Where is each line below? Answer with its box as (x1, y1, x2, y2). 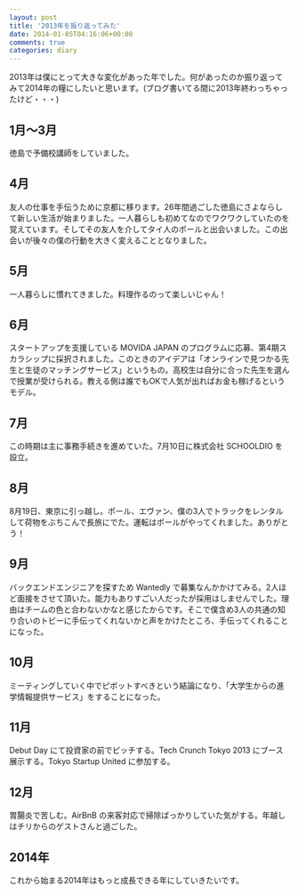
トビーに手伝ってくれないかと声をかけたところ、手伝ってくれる (39, 615, 273, 625)
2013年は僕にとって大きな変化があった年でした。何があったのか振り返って (9, 72, 283, 83)
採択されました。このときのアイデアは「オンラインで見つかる (55, 353, 282, 365)
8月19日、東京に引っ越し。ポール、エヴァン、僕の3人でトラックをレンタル (9, 506, 284, 516)
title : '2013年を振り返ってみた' (9, 21, 121, 30)
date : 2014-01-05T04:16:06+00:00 (9, 29, 133, 38)
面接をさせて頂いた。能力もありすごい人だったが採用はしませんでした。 (16, 592, 282, 603)
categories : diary (9, 46, 77, 55)
